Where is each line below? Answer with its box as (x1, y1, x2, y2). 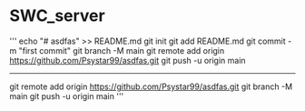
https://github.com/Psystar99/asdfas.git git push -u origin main (9, 55, 247, 66)
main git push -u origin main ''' (9, 90, 124, 101)
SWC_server (9, 5, 106, 26)
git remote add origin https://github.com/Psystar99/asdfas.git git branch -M (9, 81, 293, 92)
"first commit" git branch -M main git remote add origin (18, 45, 225, 55)
